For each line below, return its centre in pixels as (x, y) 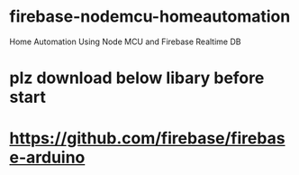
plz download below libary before (137, 78)
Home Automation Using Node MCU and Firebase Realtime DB (125, 41)
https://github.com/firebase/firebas (147, 138)
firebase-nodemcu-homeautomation (150, 17)
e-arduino (47, 157)
